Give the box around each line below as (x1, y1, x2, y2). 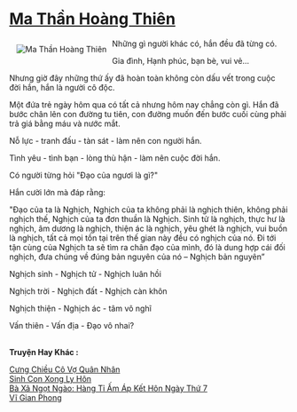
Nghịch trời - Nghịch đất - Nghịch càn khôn (9, 285, 168, 297)
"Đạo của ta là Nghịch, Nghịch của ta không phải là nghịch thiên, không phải (9, 204, 288, 215)
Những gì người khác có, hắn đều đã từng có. (112, 38, 277, 49)
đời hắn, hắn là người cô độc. (9, 82, 115, 92)
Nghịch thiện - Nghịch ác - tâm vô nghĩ (9, 303, 152, 313)
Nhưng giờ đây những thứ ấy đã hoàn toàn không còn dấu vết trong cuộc (9, 72, 276, 83)
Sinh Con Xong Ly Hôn (9, 373, 91, 384)
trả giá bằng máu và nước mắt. (9, 118, 121, 129)
